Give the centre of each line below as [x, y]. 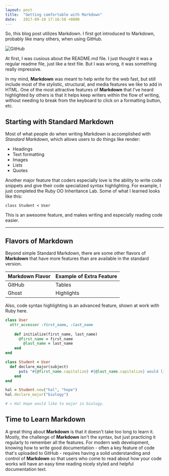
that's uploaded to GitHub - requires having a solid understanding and [78, 453]
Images [20, 160]
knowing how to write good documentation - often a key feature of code [80, 448]
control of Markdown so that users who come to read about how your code [83, 458]
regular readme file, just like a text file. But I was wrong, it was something [81, 64]
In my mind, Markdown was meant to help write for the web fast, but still [80, 79]
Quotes [20, 171]
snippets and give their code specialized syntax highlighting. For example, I [83, 186]
